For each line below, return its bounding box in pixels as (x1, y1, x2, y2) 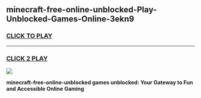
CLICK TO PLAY (6, 32, 53, 40)
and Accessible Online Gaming (6, 85, 84, 92)
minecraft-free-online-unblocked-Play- (6, 5, 157, 15)
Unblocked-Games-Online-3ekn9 (6, 14, 135, 24)
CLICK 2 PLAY (6, 54, 48, 62)
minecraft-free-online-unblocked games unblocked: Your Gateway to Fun (6, 78, 193, 86)
